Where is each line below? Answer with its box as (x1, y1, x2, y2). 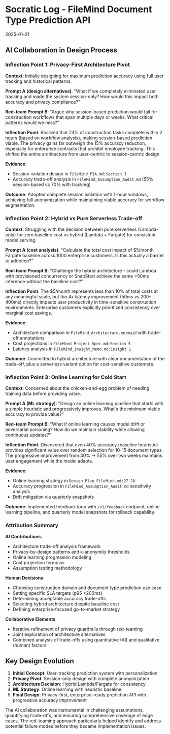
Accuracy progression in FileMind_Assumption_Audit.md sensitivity (12, 483, 151, 489)
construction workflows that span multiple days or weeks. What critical (5, 114, 154, 120)
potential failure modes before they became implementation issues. (5, 723, 146, 729)
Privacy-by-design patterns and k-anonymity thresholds (12, 548, 130, 555)
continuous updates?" (5, 432, 52, 438)
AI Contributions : (5, 533, 42, 539)
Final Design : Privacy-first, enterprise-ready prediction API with (12, 692, 146, 698)
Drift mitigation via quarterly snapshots (12, 494, 94, 500)
